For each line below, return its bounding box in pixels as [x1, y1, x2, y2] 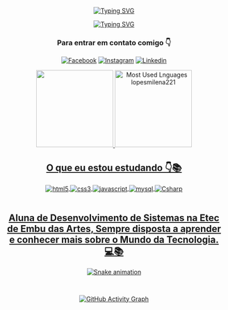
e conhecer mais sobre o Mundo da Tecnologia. [9, 234, 219, 246]
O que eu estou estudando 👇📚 [46, 162, 182, 173]
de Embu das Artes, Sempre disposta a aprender [6, 223, 222, 235]
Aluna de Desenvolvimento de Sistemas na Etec [8, 212, 220, 224]
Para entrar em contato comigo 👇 [56, 38, 172, 47]
